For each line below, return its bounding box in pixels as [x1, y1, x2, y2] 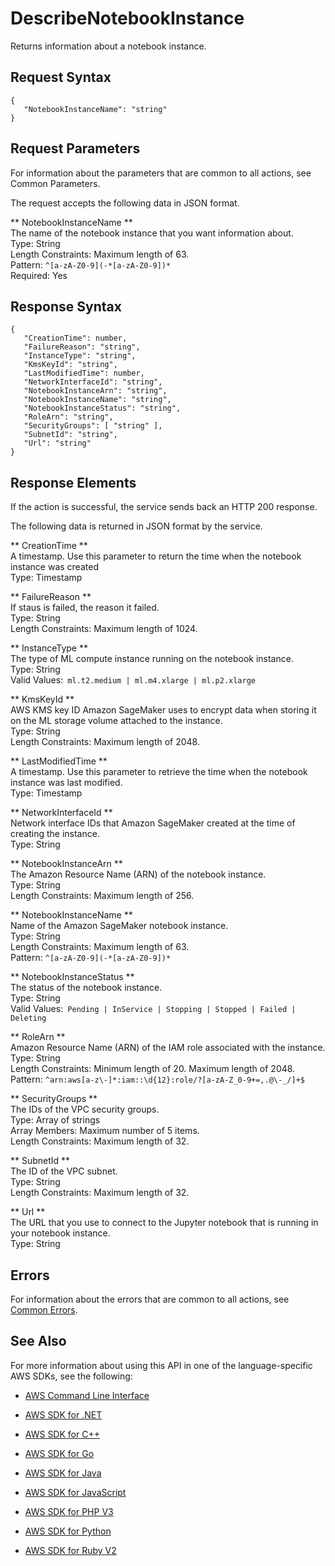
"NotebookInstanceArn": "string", [23, 386, 168, 396]
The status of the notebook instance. [10, 982, 163, 994]
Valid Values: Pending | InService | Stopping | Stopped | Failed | [10, 1003, 297, 1015]
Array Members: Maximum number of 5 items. [10, 1125, 200, 1137]
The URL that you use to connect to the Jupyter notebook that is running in [10, 1217, 319, 1229]
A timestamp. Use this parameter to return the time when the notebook [10, 550, 302, 562]
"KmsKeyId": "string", [23, 360, 118, 370]
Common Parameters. [10, 177, 101, 189]
